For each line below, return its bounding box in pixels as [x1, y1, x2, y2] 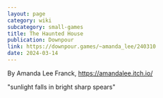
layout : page [7, 10, 46, 18]
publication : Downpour [7, 37, 74, 44]
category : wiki [7, 17, 52, 24]
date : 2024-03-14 [7, 50, 59, 57]
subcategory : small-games [7, 23, 83, 30]
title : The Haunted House [7, 30, 83, 37]
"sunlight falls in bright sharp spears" [7, 82, 116, 91]
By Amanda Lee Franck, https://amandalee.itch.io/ [7, 68, 153, 78]
